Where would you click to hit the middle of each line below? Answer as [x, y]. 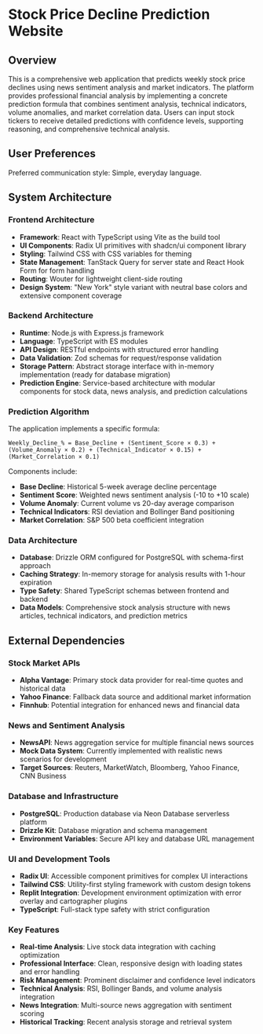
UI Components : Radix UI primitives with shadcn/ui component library [133, 245]
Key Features [34, 929]
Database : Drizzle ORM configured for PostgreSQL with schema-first [131, 557]
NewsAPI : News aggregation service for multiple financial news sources [137, 742]
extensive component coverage [71, 295]
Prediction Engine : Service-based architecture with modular [117, 383]
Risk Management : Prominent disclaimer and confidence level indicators [137, 981]
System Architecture [60, 198]
